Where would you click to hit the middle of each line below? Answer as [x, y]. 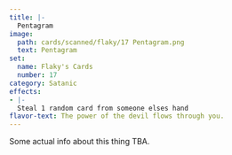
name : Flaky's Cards [55, 67]
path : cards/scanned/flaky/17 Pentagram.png [101, 42]
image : [21, 34]
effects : [25, 91]
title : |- [28, 17]
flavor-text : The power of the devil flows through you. [117, 116]
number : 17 [37, 75]
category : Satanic [43, 83]
